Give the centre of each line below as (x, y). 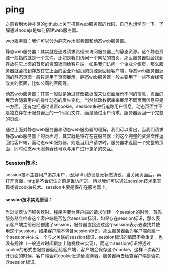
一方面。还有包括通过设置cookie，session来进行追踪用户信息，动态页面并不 (84, 106)
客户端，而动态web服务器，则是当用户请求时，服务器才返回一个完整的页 (89, 142)
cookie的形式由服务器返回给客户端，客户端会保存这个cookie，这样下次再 (81, 250)
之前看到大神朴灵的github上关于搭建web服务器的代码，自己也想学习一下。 (82, 24)
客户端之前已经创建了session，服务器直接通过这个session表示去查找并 (82, 225)
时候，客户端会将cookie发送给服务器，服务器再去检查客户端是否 (89, 256)
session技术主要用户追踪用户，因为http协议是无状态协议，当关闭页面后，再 (83, 175)
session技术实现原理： (29, 199)
